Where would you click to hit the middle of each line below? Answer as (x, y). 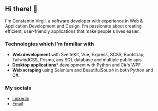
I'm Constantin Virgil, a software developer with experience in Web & (74, 21)
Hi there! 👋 (21, 9)
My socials (18, 88)
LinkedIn (21, 99)
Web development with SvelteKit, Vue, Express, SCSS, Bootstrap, (78, 55)
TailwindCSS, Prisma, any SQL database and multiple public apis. (78, 60)
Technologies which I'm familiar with (49, 44)
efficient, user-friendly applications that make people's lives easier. (72, 31)
